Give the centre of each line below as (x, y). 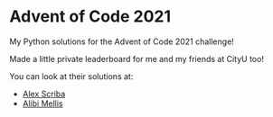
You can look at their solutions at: (71, 76)
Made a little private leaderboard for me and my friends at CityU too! (137, 58)
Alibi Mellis (42, 103)
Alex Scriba (44, 94)
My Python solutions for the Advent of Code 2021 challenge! (122, 41)
